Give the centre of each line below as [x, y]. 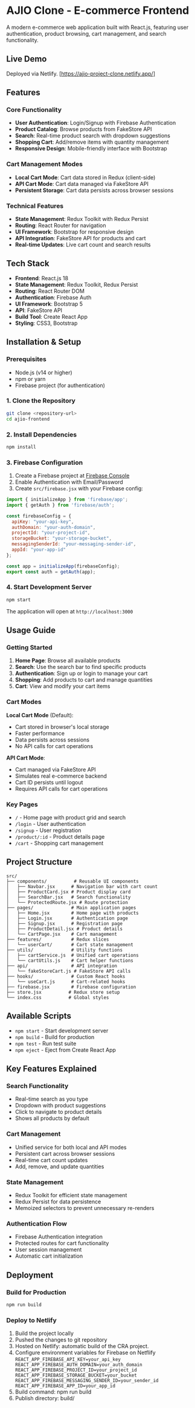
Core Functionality [34, 110]
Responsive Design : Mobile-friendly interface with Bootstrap [91, 149]
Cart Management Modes [45, 164]
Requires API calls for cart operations [61, 789]
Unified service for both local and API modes [71, 1147]
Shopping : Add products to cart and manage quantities [84, 680]
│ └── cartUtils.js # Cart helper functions [70, 961]
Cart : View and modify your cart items [62, 686]
